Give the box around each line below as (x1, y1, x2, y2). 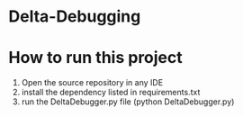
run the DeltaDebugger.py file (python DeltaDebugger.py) (21, 96, 235, 107)
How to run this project (8, 48, 184, 68)
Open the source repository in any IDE (21, 77, 164, 88)
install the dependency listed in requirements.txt (21, 87, 201, 98)
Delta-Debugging (8, 6, 141, 27)
